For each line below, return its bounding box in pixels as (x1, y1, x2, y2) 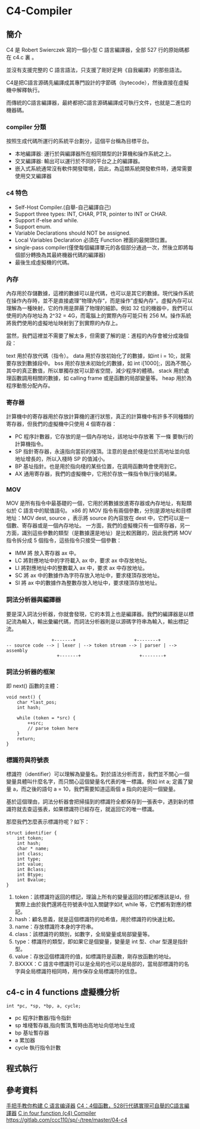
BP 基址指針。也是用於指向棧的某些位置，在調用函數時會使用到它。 (14, 463, 180, 470)
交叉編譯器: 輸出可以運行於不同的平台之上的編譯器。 (14, 158, 143, 165)
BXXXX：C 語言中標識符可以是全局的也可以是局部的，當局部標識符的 (14, 960, 185, 968)
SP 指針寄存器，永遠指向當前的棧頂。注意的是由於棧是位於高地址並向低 (14, 448, 190, 455)
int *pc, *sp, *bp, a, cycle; (6, 1003, 82, 1009)
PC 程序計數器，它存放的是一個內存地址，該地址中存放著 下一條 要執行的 (14, 433, 193, 440)
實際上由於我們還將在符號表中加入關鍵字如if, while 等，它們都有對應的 (14, 901, 187, 908)
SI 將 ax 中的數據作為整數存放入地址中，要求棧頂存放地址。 (14, 579, 161, 587)
